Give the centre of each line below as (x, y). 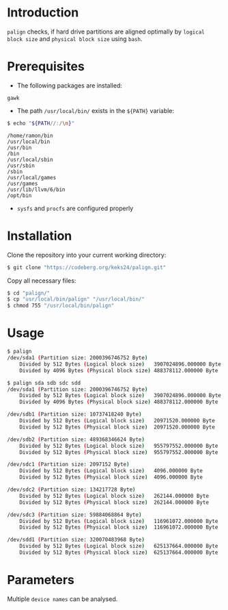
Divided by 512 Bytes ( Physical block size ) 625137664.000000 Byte (119, 552)
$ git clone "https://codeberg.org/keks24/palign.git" (87, 267)
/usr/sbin (21, 166)
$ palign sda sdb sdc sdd (44, 383)
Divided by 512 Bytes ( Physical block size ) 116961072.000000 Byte (119, 528)
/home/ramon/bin (30, 136)
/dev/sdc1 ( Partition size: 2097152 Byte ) (68, 465)
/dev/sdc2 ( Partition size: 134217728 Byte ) (71, 490)
